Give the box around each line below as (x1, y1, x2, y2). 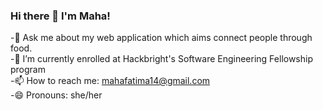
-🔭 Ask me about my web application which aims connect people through (10, 32, 313, 44)
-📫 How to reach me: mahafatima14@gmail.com (10, 75, 211, 87)
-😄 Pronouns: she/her (10, 89, 103, 101)
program (10, 64, 46, 76)
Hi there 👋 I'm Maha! (10, 9, 111, 23)
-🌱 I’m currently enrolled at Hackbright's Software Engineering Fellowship (10, 53, 314, 65)
